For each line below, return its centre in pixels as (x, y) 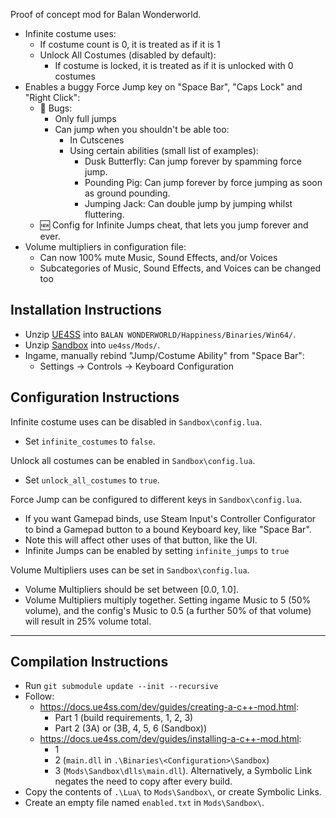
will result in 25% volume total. (88, 621)
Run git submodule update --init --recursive (121, 686)
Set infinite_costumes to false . (90, 441)
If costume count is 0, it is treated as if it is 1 (130, 44)
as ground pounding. (127, 193)
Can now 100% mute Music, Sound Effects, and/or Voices (158, 257)
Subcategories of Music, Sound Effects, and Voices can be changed (180, 268)
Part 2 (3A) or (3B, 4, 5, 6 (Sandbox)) (130, 728)
